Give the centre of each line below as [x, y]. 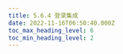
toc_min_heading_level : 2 [51, 38]
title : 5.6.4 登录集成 [43, 15]
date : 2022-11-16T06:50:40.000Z [61, 23]
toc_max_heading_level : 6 [51, 30]
